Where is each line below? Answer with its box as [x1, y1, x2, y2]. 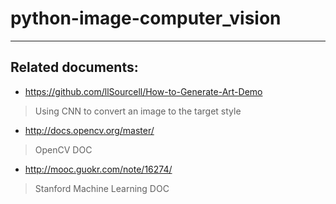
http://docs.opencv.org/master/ [24, 124, 155, 136]
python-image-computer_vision [10, 7, 282, 30]
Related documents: [10, 59, 139, 76]
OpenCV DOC [34, 143, 93, 156]
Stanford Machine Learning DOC [34, 182, 170, 194]
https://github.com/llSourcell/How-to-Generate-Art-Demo [24, 85, 263, 97]
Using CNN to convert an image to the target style [34, 105, 242, 117]
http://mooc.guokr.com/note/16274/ [24, 163, 173, 175]
